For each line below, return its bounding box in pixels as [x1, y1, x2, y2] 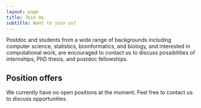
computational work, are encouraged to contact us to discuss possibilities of [6, 49, 196, 56]
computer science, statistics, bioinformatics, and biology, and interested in [6, 43, 191, 50]
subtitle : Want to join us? [6, 20, 77, 26]
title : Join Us [6, 14, 44, 20]
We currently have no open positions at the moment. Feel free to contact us [6, 89, 193, 96]
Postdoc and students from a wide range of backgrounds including [6, 37, 172, 44]
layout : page [6, 8, 39, 15]
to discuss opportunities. [6, 95, 68, 103]
